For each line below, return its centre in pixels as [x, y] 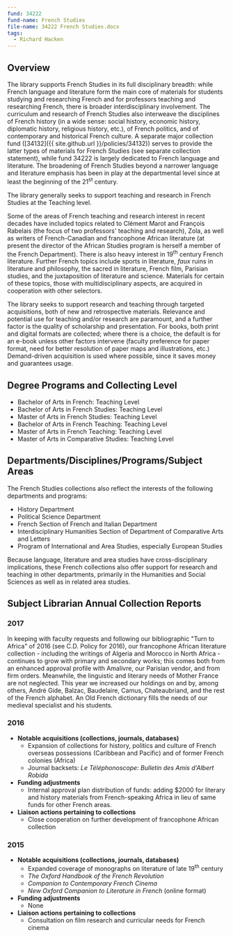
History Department [46, 509]
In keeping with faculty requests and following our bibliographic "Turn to [111, 638]
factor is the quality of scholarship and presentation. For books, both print [113, 327]
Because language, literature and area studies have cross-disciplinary [107, 560]
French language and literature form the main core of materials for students [115, 92]
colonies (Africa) [51, 760]
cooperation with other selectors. [55, 291]
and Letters [34, 539]
